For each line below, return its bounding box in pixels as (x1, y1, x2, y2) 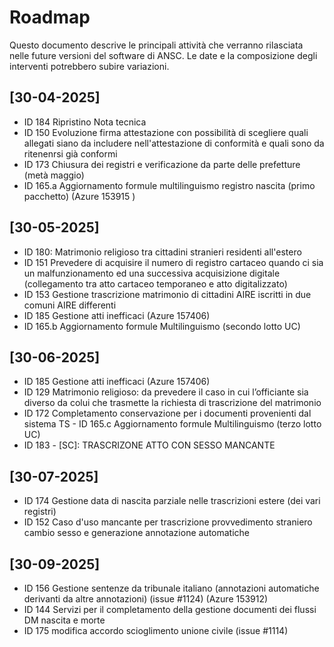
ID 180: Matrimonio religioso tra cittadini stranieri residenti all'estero (23, 246, 302, 258)
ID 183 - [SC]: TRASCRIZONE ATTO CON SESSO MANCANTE (23, 439, 276, 451)
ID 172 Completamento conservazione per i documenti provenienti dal (23, 407, 312, 420)
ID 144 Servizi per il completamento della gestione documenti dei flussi (23, 604, 317, 615)
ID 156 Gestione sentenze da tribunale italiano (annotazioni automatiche (23, 582, 320, 594)
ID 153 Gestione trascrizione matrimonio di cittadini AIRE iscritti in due (23, 288, 312, 300)
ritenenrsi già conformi (23, 147, 118, 160)
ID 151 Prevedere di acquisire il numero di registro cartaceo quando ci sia (23, 256, 324, 268)
